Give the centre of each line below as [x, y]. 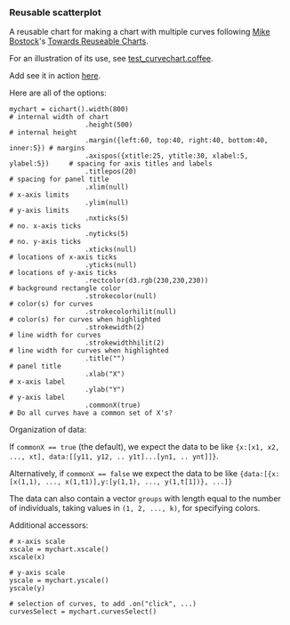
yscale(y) [28, 588]
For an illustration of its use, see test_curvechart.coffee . [111, 59]
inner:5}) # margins [48, 149]
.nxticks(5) [107, 219]
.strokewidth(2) [115, 328]
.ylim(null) [107, 203]
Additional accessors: [49, 525]
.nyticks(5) [107, 234]
